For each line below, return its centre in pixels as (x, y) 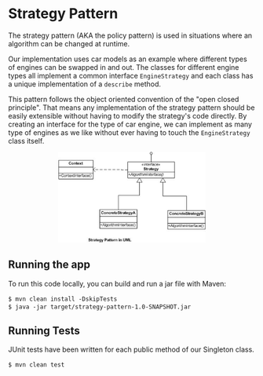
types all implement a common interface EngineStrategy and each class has (131, 75)
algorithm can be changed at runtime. (69, 43)
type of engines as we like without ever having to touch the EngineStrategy (129, 132)
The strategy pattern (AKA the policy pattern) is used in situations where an (130, 35)
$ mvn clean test (37, 365)
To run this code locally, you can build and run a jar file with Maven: (117, 283)
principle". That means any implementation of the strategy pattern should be (131, 108)
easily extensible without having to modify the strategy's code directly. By (128, 115)
